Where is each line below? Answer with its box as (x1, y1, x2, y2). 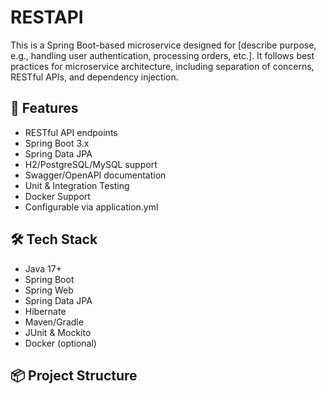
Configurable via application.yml (24, 201, 159, 213)
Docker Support (24, 190, 91, 202)
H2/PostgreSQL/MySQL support (24, 158, 158, 170)
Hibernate (24, 305, 67, 317)
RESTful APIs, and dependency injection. (10, 71, 179, 83)
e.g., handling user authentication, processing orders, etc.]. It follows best (10, 49, 315, 61)
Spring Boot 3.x (24, 137, 90, 149)
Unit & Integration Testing (24, 179, 130, 191)
